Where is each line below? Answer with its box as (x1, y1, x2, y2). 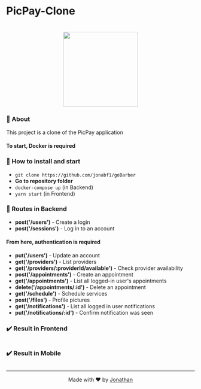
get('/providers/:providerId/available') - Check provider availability (14, 265, 184, 272)
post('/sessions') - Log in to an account (14, 224, 115, 232)
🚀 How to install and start (6, 157, 81, 166)
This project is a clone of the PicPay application (6, 129, 124, 136)
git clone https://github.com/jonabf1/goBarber (14, 172, 136, 178)
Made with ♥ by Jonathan (68, 376, 133, 383)
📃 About (6, 115, 31, 123)
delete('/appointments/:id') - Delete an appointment (14, 284, 147, 291)
